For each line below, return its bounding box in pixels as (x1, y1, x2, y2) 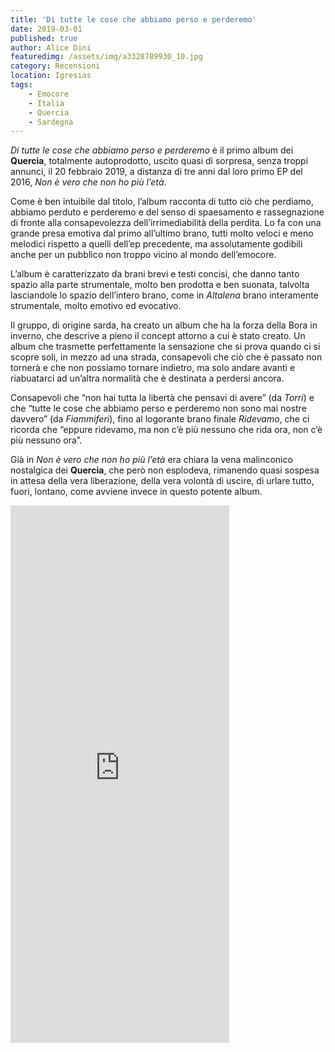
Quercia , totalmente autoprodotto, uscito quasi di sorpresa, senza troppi (10, 155, 309, 167)
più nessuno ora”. (10, 434, 83, 446)
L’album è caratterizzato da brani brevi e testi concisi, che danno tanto (10, 268, 300, 280)
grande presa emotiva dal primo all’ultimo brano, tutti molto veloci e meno (10, 227, 314, 240)
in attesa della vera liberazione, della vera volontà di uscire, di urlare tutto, (10, 475, 315, 487)
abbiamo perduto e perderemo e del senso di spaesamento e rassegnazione (10, 206, 325, 218)
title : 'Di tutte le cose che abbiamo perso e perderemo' (10, 14, 257, 25)
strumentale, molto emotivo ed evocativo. (10, 300, 182, 312)
